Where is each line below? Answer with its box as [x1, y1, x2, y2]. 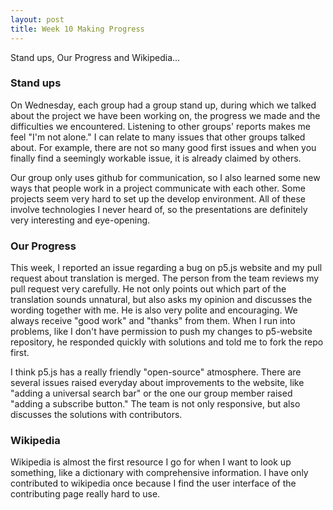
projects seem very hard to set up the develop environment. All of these [10, 192, 306, 205]
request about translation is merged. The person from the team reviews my [10, 272, 320, 285]
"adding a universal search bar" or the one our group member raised [10, 387, 293, 400]
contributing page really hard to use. [10, 488, 161, 500]
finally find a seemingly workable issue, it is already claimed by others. [10, 152, 302, 164]
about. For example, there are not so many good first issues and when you [10, 141, 317, 153]
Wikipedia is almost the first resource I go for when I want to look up [10, 456, 292, 468]
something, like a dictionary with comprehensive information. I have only [10, 467, 309, 479]
